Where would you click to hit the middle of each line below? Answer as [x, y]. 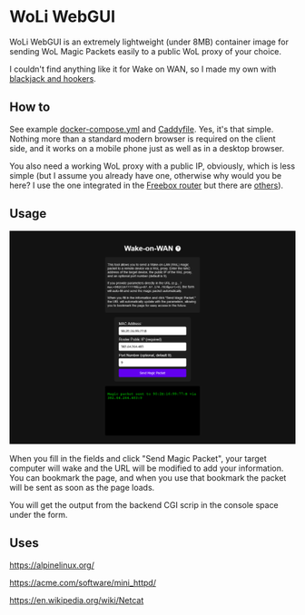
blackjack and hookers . [53, 78]
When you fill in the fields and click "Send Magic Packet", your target [138, 459]
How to [30, 107]
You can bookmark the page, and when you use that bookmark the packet [148, 478]
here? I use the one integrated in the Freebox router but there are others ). [147, 185]
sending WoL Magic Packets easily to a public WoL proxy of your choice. [146, 51]
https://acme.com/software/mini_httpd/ [83, 582]
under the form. [39, 515]
